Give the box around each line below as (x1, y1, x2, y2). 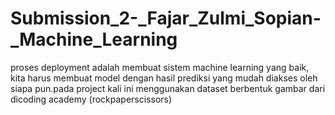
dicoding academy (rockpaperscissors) (10, 93, 173, 105)
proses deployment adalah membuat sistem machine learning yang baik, (10, 61, 310, 73)
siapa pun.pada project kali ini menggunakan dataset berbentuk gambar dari (10, 82, 326, 94)
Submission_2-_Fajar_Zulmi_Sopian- (10, 7, 322, 30)
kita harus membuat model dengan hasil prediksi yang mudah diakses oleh (10, 72, 318, 84)
